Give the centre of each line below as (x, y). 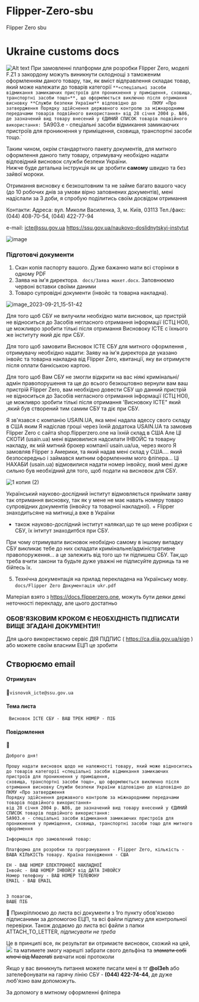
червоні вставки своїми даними (55, 286)
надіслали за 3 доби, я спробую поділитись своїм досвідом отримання (97, 198)
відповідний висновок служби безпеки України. (67, 161)
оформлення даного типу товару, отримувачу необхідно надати (88, 155)
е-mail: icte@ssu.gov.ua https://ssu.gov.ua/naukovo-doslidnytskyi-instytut (97, 227)
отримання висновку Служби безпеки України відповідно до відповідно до (98, 787)
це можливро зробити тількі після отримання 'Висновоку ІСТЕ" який (94, 402)
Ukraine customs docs (63, 51)
